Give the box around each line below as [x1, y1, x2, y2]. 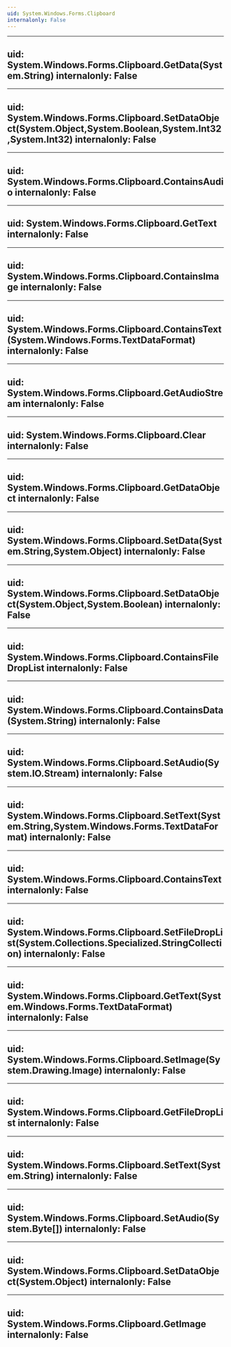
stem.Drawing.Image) [7, 1065, 103, 1076]
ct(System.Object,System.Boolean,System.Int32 [7, 123, 222, 134]
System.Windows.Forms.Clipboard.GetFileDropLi [7, 1107, 223, 1118]
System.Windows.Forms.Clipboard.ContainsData [7, 704, 224, 716]
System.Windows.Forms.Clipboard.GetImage [7, 1318, 206, 1330]
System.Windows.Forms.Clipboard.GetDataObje [7, 482, 220, 494]
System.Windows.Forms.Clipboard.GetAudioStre [7, 387, 223, 399]
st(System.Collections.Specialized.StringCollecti [7, 937, 222, 949]
